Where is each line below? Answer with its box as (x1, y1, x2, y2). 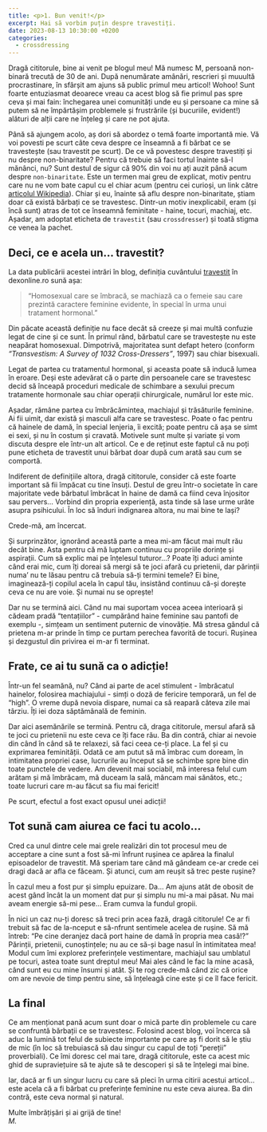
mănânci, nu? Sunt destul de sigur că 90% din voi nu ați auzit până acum (8, 164, 248, 173)
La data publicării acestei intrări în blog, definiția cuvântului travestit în (8, 266, 238, 276)
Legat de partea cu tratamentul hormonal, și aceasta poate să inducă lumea (8, 364, 257, 373)
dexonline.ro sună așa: (8, 275, 82, 285)
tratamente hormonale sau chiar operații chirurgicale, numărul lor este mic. (8, 389, 253, 399)
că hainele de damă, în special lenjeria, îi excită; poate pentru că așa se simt (8, 422, 257, 432)
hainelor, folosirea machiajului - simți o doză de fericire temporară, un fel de (8, 689, 257, 699)
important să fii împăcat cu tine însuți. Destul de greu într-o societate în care (8, 479, 258, 489)
